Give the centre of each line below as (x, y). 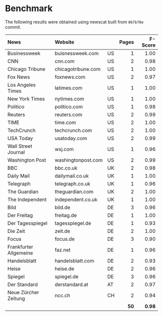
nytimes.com (69, 99)
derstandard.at (72, 284)
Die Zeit (16, 231)
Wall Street (20, 146)
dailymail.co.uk (72, 176)
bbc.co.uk (66, 168)
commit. (13, 27)
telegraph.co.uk (73, 183)
